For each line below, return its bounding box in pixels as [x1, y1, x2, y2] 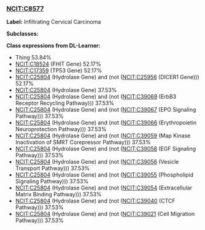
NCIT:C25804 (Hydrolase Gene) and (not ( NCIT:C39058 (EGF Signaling [15, 145, 196, 153]
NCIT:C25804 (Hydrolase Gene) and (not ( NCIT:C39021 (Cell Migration [15, 210, 195, 218]
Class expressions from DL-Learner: [6, 42, 101, 50]
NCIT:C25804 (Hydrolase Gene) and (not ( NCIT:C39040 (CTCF [15, 197, 176, 205]
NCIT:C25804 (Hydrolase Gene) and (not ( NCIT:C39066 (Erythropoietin [15, 119, 197, 126]
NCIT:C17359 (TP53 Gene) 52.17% [15, 67, 102, 74]
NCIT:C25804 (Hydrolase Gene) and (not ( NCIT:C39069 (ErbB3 [15, 93, 177, 101]
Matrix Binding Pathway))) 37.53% [15, 191, 102, 198]
